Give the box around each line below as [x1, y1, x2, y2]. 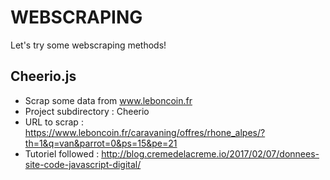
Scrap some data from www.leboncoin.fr [24, 94, 193, 106]
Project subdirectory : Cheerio [24, 105, 150, 117]
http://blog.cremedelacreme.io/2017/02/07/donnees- [101, 147, 320, 160]
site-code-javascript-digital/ [24, 158, 142, 170]
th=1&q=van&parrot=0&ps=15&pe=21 [24, 137, 178, 149]
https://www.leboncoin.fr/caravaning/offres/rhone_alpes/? [24, 126, 266, 138]
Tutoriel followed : [24, 147, 100, 160]
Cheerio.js [10, 68, 77, 85]
